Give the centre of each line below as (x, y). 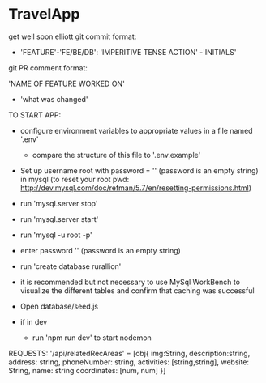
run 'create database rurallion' (71, 266)
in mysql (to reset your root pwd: (75, 179)
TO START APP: (35, 115)
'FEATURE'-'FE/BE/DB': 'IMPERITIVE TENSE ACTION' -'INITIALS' (128, 52)
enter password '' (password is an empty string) (100, 250)
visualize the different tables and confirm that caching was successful (137, 290)
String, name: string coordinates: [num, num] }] (87, 370)
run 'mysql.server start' (59, 219)
